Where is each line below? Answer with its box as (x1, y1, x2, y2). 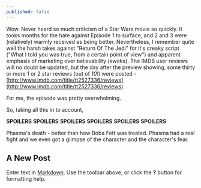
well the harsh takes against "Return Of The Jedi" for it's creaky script (6, 44, 180, 52)
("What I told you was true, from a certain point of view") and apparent (6, 50, 181, 58)
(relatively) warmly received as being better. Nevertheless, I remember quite (6, 38, 194, 45)
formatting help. (6, 175, 46, 183)
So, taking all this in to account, (6, 106, 84, 113)
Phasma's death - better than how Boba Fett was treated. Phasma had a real (6, 129, 195, 136)
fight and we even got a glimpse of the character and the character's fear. (6, 136, 189, 143)
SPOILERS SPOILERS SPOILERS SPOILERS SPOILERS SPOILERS (6, 118, 167, 125)
